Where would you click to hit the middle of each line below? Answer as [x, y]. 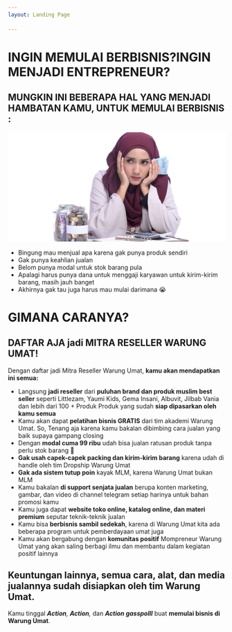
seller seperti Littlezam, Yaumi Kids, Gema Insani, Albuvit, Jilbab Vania [118, 398]
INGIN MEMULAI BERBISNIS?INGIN [109, 57]
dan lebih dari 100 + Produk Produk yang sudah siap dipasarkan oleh [117, 406]
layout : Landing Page [39, 15]
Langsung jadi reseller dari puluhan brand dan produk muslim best [115, 391]
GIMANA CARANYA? [69, 317]
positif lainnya [38, 553]
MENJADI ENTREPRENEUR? [89, 72]
